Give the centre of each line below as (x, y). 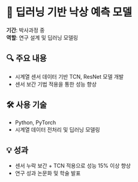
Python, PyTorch (35, 122)
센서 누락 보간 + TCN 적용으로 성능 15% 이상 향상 (73, 166)
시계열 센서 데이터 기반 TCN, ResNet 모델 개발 (69, 76)
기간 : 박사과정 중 (25, 30)
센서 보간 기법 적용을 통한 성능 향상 (56, 84)
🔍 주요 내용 (26, 59)
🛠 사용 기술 (26, 105)
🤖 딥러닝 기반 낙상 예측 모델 (69, 12)
